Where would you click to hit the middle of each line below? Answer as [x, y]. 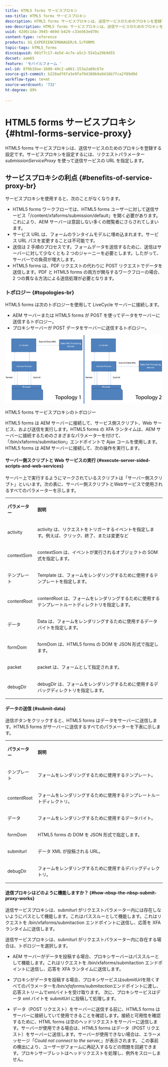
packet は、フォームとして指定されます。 [80, 667]
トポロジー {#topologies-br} [40, 293]
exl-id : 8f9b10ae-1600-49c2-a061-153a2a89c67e [54, 69]
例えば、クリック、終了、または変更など [87, 535]
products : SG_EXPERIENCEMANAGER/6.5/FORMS [50, 43]
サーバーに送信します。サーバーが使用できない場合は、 [87, 1034]
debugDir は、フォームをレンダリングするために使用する [95, 684]
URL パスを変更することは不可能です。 [58, 241]
